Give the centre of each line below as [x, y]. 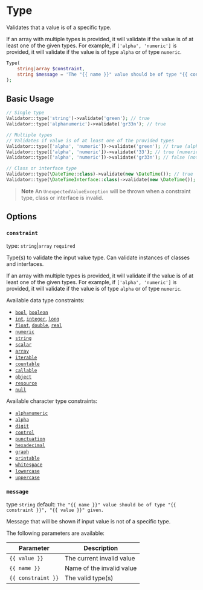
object [23, 377]
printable [27, 458]
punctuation [30, 439]
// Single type [25, 113]
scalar [23, 345]
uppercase [27, 477]
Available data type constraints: [45, 300]
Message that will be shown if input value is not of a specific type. [89, 521]
